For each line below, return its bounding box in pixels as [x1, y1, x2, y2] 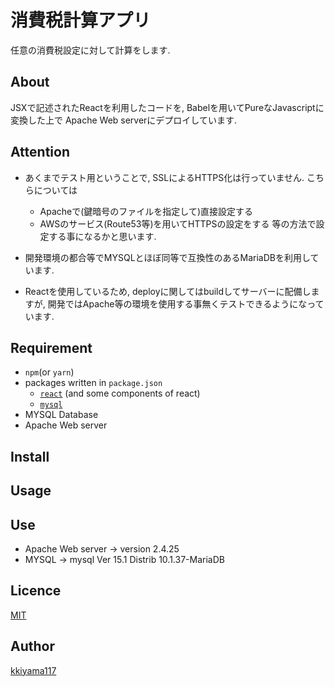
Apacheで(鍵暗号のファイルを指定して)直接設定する [39, 205, 254, 217]
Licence [10, 582, 62, 600]
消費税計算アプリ [10, 9, 152, 32]
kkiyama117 [10, 664, 57, 676]
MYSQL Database [24, 409, 99, 421]
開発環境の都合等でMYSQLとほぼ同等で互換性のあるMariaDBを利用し [24, 251, 311, 263]
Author [10, 638, 55, 655]
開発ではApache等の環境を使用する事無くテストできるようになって [47, 297, 325, 310]
